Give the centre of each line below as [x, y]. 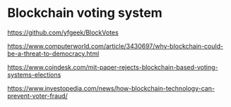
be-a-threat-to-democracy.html [53, 53]
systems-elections [34, 75]
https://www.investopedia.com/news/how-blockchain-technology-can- [111, 88]
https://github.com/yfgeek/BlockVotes [63, 32]
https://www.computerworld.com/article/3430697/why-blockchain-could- [115, 46]
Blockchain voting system [85, 13]
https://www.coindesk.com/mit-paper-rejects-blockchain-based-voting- [113, 67]
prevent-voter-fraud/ [38, 96]
